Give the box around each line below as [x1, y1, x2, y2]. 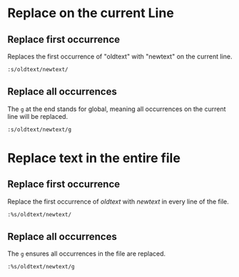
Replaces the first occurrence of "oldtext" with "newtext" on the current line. [7, 52, 233, 61]
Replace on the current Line [7, 5, 175, 21]
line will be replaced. [7, 112, 68, 120]
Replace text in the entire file [7, 150, 180, 166]
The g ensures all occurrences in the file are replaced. [7, 249, 166, 258]
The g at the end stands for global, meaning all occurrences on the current [7, 105, 226, 113]
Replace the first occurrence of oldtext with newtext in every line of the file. [7, 197, 230, 206]
